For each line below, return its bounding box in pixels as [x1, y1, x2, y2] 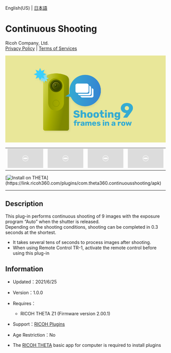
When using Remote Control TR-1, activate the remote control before [12, 245, 157, 251]
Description [5, 200, 43, 208]
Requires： [12, 301, 36, 307]
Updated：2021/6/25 [12, 279, 57, 285]
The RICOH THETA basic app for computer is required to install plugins [12, 342, 161, 348]
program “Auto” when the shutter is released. [5, 219, 100, 225]
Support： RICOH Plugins [12, 321, 65, 328]
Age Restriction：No [12, 332, 56, 338]
